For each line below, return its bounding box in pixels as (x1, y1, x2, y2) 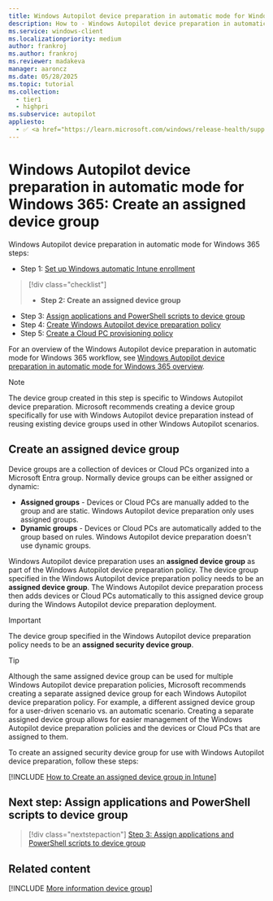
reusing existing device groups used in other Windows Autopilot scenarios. (8, 418, 259, 428)
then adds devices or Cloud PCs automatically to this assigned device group (8, 591, 264, 601)
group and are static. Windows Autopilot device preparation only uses (19, 505, 254, 515)
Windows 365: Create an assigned (8, 195, 246, 213)
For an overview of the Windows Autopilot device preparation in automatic (8, 343, 258, 354)
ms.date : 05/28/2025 (8, 72, 79, 81)
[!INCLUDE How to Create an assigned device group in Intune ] (8, 772, 217, 781)
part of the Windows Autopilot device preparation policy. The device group (8, 565, 258, 575)
